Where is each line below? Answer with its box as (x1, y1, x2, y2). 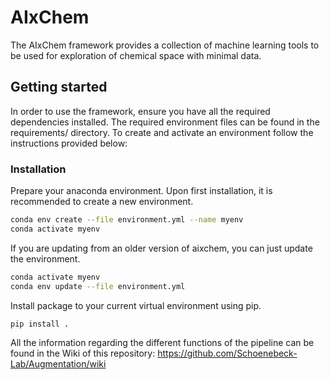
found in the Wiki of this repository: (10, 347, 156, 360)
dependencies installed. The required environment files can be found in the (10, 116, 320, 128)
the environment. (10, 252, 81, 265)
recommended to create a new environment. (10, 196, 194, 208)
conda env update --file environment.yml (10, 281, 186, 291)
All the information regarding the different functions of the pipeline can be (10, 337, 315, 349)
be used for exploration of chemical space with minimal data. (10, 49, 262, 61)
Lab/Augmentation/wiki (10, 358, 107, 370)
